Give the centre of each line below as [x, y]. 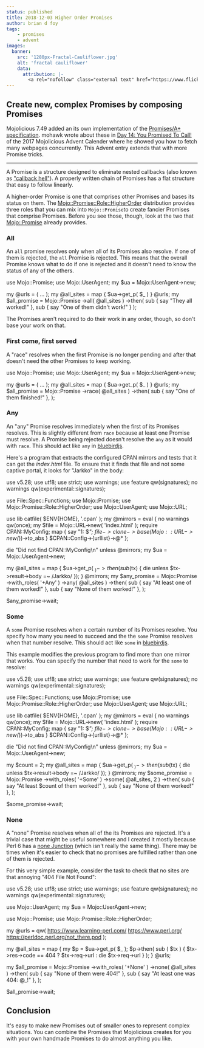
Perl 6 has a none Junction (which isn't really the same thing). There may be [102, 846]
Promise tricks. [25, 154]
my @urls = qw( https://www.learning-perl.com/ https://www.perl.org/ [94, 931]
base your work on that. [36, 325]
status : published [29, 12]
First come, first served [42, 341]
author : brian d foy [32, 23]
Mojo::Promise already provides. [47, 222]
